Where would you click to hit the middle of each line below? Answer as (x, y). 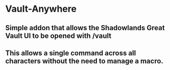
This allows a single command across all (71, 53)
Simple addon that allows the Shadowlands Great (85, 28)
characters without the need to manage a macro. (84, 61)
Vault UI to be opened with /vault (58, 36)
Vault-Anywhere (41, 9)
